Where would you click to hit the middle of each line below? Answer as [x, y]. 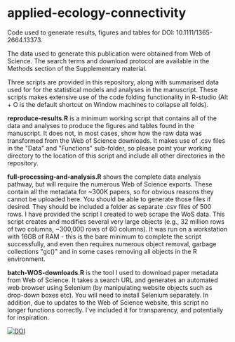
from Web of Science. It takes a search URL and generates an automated [113, 280]
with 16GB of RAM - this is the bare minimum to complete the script [105, 236]
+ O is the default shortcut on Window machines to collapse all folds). [108, 104]
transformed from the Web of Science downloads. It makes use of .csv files [116, 140]
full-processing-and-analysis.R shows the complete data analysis [104, 177]
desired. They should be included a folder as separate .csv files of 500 [109, 206]
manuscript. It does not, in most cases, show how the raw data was [105, 133]
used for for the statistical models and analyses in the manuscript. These [113, 89]
